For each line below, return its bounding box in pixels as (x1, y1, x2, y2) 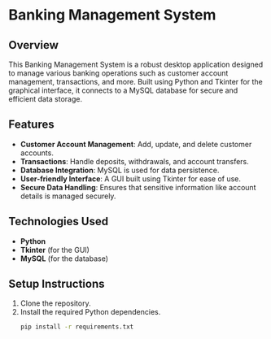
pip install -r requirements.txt (20, 323, 134, 331)
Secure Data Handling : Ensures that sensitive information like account (20, 182, 256, 192)
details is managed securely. (20, 191, 116, 201)
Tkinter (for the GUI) (20, 245, 90, 254)
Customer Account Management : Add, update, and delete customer (20, 139, 252, 149)
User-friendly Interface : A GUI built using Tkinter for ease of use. (20, 173, 242, 184)
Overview (8, 38, 59, 52)
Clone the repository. (20, 298, 91, 308)
